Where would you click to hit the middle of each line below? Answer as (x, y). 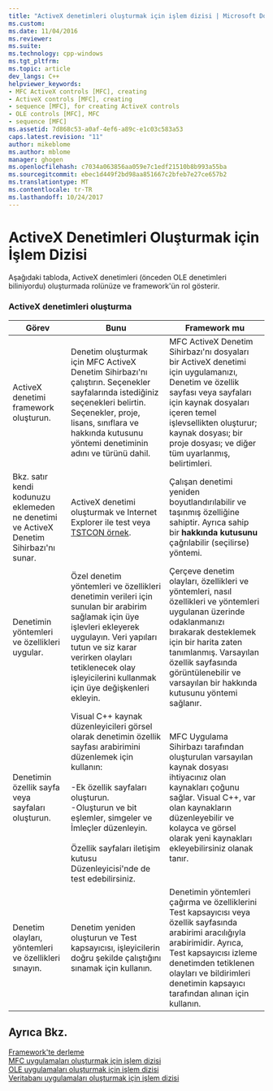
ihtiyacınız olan (198, 777)
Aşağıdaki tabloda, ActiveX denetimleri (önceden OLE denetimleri (118, 277)
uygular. (28, 652)
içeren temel (193, 413)
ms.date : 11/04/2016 (43, 31)
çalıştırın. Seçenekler (110, 382)
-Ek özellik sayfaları (108, 787)
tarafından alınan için (209, 994)
